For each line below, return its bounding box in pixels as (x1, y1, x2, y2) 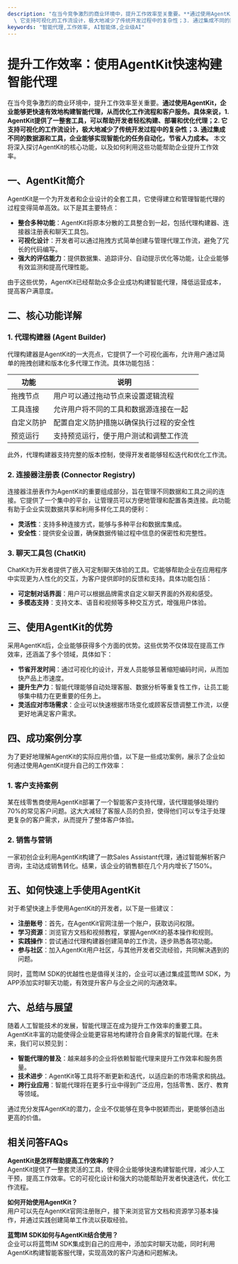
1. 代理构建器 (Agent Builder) (7, 332, 106, 342)
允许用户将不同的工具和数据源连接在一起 (53, 404, 189, 414)
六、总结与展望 (7, 1001, 73, 1013)
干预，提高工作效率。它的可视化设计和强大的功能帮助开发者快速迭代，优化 (7, 1174, 225, 1183)
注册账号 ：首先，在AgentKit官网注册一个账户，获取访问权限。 (17, 919, 198, 928)
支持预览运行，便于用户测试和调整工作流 (53, 431, 189, 440)
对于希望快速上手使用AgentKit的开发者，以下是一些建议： (7, 904, 176, 913)
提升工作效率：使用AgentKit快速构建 (7, 56, 222, 72)
